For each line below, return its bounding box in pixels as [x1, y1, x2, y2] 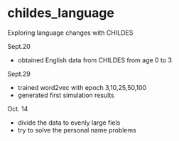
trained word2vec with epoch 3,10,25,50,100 [17, 83, 147, 91]
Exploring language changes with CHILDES [7, 28, 134, 37]
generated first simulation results [17, 91, 115, 99]
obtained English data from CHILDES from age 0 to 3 [17, 55, 173, 64]
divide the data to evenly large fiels [17, 118, 121, 127]
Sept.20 [7, 42, 31, 50]
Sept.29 [7, 69, 31, 78]
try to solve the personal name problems [17, 125, 136, 134]
